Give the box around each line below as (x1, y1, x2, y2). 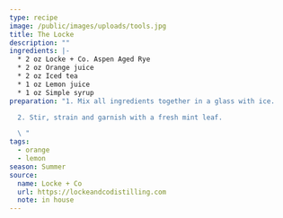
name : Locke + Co (17, 179, 83, 188)
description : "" (9, 38, 70, 48)
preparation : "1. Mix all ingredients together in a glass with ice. (9, 96, 276, 106)
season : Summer (9, 162, 66, 171)
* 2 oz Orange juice (17, 64, 94, 73)
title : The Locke (9, 30, 75, 39)
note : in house (17, 196, 75, 205)
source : (9, 170, 39, 179)
